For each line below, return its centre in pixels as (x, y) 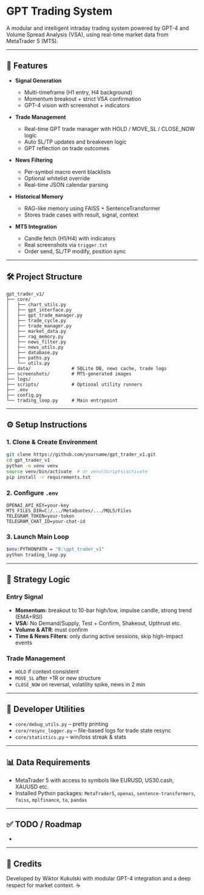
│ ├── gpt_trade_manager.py (45, 315)
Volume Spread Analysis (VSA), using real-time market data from (87, 34)
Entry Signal (25, 597)
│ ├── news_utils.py (35, 347)
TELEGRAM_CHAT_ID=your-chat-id (46, 521)
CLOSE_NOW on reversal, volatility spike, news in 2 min (80, 684)
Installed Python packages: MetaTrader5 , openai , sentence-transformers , (105, 793)
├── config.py (24, 395)
